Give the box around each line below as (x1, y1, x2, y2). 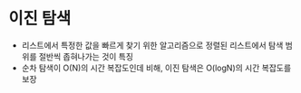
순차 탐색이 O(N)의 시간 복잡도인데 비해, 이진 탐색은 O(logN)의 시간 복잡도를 (21, 62, 292, 73)
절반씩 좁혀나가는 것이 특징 (38, 51, 133, 61)
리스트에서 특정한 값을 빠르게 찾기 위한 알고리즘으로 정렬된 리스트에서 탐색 (21, 40, 284, 51)
